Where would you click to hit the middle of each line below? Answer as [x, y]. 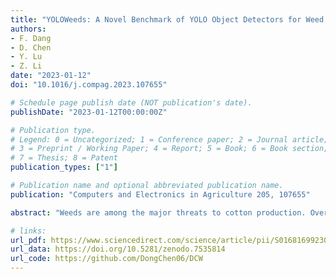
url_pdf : [28, 240]
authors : [28, 29]
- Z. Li [26, 66]
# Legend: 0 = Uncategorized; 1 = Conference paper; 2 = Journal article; [169, 139]
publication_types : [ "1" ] [64, 167]
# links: [28, 231]
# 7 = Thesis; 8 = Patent [64, 158]
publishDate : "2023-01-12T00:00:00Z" [89, 112]
